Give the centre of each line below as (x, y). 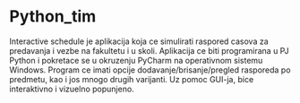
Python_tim (53, 17)
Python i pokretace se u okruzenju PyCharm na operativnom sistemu (136, 60)
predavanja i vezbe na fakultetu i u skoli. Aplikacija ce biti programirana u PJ (149, 50)
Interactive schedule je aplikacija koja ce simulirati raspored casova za (139, 41)
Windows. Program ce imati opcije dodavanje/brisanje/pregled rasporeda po (150, 70)
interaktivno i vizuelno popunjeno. (72, 89)
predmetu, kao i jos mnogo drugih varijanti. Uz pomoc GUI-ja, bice (132, 79)
